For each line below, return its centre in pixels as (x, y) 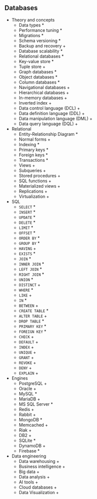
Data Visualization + (39, 492)
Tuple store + (32, 66)
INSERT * (27, 212)
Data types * (31, 25)
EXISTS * (27, 253)
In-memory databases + (43, 98)
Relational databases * (41, 56)
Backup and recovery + (42, 45)
